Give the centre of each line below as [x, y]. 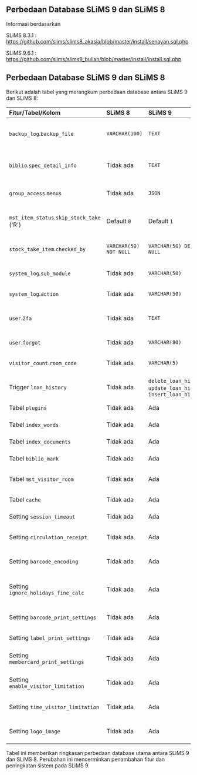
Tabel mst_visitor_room [42, 479]
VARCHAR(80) [165, 342]
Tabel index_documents [40, 442]
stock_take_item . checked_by [47, 249]
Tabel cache [25, 499]
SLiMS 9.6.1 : [21, 53]
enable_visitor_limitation [47, 686]
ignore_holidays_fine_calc [47, 593]
